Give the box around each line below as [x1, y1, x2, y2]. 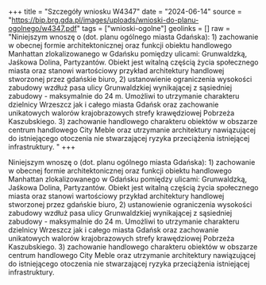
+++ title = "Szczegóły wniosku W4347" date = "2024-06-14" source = [8, 7, 242, 16]
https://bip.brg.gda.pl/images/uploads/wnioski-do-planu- [11, 15, 199, 25]
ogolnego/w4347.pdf [8, 24, 77, 33]
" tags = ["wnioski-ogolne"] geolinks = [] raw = [76, 24, 230, 33]
